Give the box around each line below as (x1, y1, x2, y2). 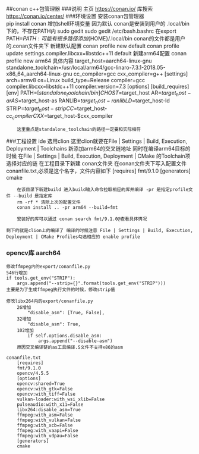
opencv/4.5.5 (17, 371, 49, 377)
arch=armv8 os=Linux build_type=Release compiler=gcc (6, 77, 146, 83)
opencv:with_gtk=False (17, 386, 73, 392)
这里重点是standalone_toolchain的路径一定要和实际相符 (17, 127, 141, 133)
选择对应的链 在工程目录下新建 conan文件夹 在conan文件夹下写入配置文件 (6, 160, 187, 167)
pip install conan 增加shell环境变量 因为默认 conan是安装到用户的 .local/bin (6, 20, 190, 27)
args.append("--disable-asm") (37, 338, 113, 344)
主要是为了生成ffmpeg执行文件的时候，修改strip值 (6, 287, 115, 293)
